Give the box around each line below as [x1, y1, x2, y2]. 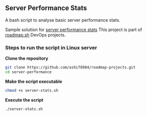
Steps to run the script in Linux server [5, 44, 97, 51]
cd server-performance [5, 69, 52, 75]
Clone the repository [5, 55, 48, 61]
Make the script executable [5, 78, 63, 84]
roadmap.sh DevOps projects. [5, 32, 66, 38]
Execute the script [5, 97, 43, 103]
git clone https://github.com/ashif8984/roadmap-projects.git [5, 65, 136, 70]
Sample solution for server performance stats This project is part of [5, 27, 142, 33]
